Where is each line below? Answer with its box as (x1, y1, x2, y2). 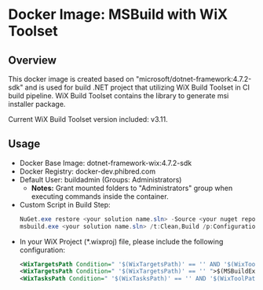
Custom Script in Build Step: (19, 200, 111, 209)
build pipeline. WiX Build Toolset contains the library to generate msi (8, 91, 229, 100)
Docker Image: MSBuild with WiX (8, 6, 228, 24)
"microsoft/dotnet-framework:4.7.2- (136, 75, 252, 83)
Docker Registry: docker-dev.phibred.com (19, 167, 155, 176)
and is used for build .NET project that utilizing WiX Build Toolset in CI (24, 83, 250, 92)
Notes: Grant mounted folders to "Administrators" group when (31, 183, 233, 193)
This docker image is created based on (8, 75, 135, 83)
